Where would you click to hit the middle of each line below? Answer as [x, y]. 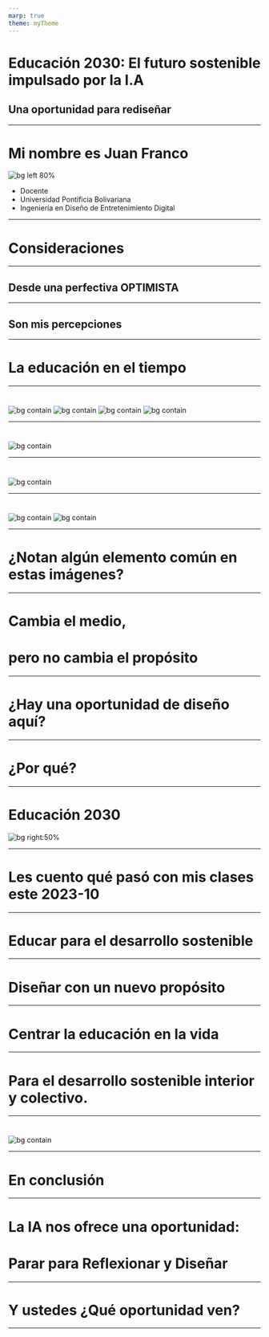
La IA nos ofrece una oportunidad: [124, 1227]
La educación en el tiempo [97, 368]
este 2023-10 [54, 894]
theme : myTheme [34, 23]
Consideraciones [66, 248]
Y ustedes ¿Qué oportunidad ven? [124, 1310]
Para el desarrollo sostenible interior [131, 1080]
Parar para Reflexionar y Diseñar [118, 1264]
